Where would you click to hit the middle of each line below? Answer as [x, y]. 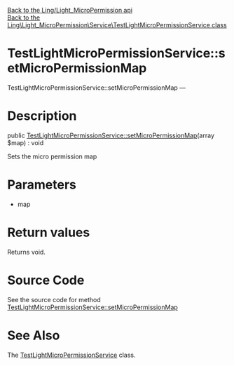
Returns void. [26, 252]
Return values [49, 232]
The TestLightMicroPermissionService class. [71, 355]
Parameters [42, 185]
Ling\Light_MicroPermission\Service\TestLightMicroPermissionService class [117, 25]
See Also [34, 335]
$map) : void [26, 142]
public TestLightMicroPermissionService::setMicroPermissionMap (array [111, 135]
